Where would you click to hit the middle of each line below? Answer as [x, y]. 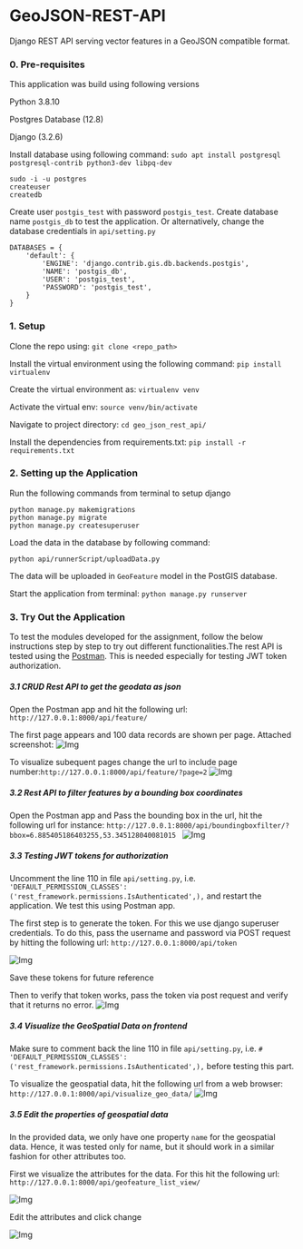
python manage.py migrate [58, 517]
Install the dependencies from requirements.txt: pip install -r [128, 442]
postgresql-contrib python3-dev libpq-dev [91, 163]
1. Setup [27, 326]
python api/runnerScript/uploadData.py [85, 559]
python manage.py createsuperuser [75, 526]
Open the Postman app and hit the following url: [98, 710]
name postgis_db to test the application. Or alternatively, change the [137, 221]
